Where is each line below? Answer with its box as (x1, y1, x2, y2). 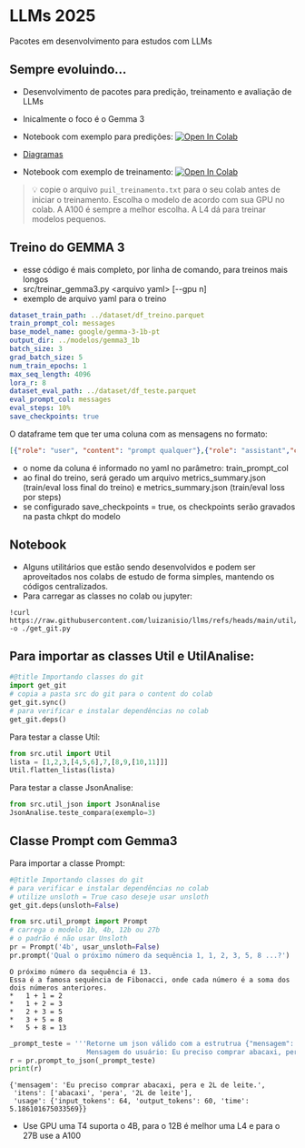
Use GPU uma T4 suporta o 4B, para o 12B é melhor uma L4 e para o (22, 1121, 280, 1132)
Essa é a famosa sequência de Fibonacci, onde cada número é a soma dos (9, 975, 290, 984)
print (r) (9, 1064, 43, 1073)
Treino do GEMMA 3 (9, 240, 125, 256)
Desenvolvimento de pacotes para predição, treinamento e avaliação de (22, 86, 292, 96)
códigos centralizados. (22, 580, 109, 591)
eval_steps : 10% (9, 404, 71, 413)
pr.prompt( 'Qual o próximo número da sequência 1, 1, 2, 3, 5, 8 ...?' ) (9, 951, 290, 960)
